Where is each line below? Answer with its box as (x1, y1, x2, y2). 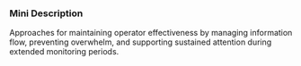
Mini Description (9, 7, 84, 20)
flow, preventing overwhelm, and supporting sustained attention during (9, 37, 272, 47)
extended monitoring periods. (9, 46, 120, 57)
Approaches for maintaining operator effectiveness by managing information (9, 28, 293, 38)
